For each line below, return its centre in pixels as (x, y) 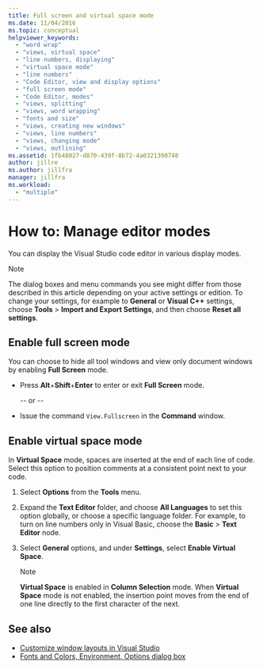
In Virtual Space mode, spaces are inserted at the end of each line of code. (131, 460)
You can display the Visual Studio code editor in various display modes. (125, 253)
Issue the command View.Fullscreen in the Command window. (122, 416)
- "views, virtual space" (58, 52)
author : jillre (33, 163)
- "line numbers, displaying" (65, 60)
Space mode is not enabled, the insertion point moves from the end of (134, 595)
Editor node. (40, 533)
